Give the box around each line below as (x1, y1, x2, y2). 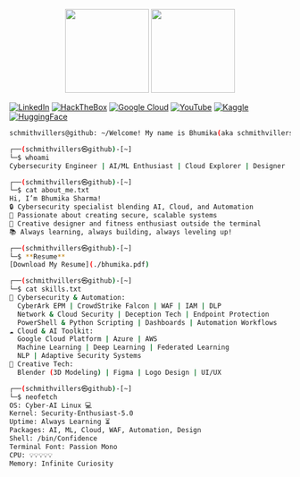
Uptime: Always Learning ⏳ (9, 417, 111, 427)
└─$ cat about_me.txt (9, 186, 90, 195)
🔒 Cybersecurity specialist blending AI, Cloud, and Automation (9, 202, 254, 212)
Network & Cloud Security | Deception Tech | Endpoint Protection (17, 310, 270, 319)
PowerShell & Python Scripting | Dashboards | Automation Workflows (17, 318, 278, 327)
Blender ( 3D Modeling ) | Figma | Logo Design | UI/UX (17, 368, 221, 377)
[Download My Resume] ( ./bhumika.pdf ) (9, 260, 150, 269)
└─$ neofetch (9, 392, 58, 402)
